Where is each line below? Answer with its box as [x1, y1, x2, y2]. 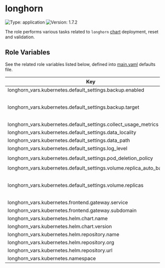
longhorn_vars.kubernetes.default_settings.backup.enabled [7, 87, 144, 93]
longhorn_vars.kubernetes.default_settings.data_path [7, 137, 130, 144]
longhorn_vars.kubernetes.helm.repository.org [7, 239, 114, 246]
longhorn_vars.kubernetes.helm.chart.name [7, 215, 108, 222]
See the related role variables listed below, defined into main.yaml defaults [5, 61, 156, 67]
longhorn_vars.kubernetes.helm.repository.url [7, 247, 113, 254]
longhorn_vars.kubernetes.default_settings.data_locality [7, 129, 137, 136]
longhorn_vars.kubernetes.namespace [7, 255, 96, 262]
